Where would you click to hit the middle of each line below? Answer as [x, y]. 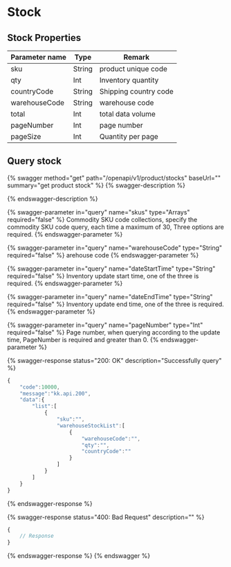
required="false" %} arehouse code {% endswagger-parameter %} [103, 255]
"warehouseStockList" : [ [91, 425]
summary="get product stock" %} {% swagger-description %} [96, 185]
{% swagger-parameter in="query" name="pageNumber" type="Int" [105, 325]
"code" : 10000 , [40, 387]
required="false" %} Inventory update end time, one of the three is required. [116, 304]
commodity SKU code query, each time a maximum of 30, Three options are [116, 227]
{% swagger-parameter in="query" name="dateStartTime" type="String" [111, 269]
